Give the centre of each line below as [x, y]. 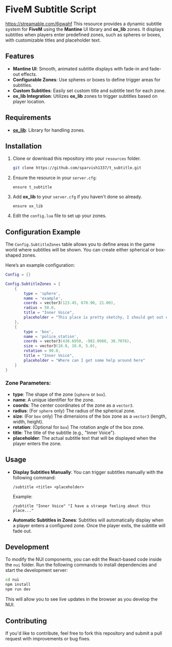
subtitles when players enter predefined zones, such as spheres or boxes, [83, 34]
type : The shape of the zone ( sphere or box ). [59, 394]
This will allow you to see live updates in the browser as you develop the [81, 599]
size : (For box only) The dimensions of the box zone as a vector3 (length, [90, 416]
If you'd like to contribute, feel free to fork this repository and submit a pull [84, 633]
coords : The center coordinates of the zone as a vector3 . [73, 405]
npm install [18, 585]
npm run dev [18, 589]
